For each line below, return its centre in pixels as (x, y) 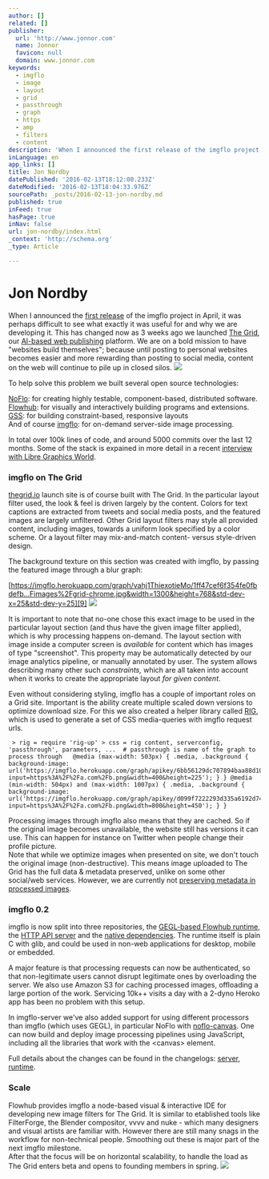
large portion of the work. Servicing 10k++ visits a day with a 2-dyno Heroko (134, 993)
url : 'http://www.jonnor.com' (66, 38)
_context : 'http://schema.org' (60, 239)
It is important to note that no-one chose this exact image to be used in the (131, 618)
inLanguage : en (34, 157)
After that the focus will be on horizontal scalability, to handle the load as (128, 1156)
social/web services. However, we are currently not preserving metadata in (132, 880)
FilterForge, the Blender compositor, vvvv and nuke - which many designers (133, 1122)
